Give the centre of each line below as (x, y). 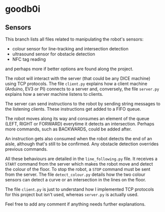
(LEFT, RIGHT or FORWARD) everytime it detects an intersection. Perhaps (80, 124)
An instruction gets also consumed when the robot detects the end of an (79, 139)
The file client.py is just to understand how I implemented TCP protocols (80, 189)
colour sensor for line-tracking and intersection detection (70, 49)
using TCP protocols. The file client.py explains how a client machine (76, 84)
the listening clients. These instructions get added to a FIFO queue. (73, 109)
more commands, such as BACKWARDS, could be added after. (68, 129)
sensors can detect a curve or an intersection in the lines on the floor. (76, 180)
